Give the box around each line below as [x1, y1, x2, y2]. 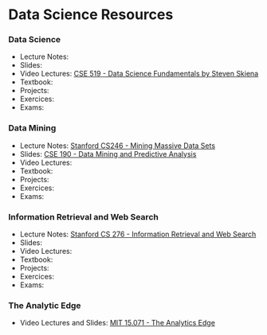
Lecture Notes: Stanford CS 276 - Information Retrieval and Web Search [19, 229, 257, 240]
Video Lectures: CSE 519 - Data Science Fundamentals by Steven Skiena [19, 69, 259, 79]
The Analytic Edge [8, 300, 81, 311]
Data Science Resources [8, 6, 174, 24]
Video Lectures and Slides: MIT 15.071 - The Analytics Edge [19, 318, 215, 328]
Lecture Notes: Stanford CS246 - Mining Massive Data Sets [19, 141, 216, 150]
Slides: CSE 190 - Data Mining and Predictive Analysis [19, 149, 197, 158]
